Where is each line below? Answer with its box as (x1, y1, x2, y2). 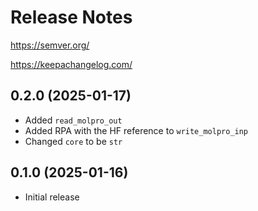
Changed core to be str (24, 135, 123, 147)
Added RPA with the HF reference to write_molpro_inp (24, 124, 249, 136)
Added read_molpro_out (24, 114, 123, 126)
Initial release (24, 191, 80, 203)
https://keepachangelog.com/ (10, 58, 133, 70)
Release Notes (10, 6, 133, 29)
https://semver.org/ (10, 39, 90, 51)
